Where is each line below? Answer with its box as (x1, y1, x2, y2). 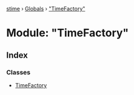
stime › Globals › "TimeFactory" (6, 5, 85, 12)
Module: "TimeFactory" (6, 26, 129, 40)
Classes (6, 68, 31, 76)
